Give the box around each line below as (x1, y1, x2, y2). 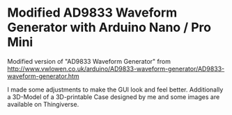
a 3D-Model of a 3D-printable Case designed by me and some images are (7, 92, 220, 101)
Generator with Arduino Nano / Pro (7, 19, 211, 35)
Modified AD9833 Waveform (7, 5, 178, 21)
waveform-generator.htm (7, 71, 79, 80)
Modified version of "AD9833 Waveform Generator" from (7, 57, 171, 65)
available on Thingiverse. (7, 100, 79, 108)
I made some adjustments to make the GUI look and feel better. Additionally (7, 85, 224, 94)
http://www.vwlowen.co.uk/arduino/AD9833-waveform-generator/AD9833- (7, 64, 225, 73)
